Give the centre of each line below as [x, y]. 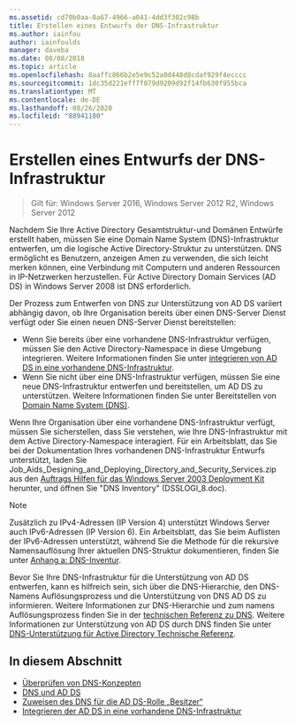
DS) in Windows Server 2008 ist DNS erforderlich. [100, 286]
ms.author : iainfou [45, 34]
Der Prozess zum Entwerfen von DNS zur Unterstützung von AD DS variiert [146, 304]
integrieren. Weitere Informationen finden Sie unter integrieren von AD [150, 359]
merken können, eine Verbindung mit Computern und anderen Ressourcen [145, 267]
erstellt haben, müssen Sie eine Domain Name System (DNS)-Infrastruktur [144, 239]
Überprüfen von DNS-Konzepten [81, 683]
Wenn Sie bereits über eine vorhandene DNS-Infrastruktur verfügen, [146, 339]
